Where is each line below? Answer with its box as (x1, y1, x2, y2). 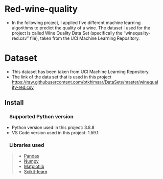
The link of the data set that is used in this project (11, 74, 112, 79)
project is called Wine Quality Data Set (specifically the (11, 30, 123, 36)
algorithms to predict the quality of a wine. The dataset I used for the (11, 25, 150, 30)
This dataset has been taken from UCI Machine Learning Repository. (11, 69, 150, 75)
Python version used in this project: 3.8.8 (11, 124, 95, 130)
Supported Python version (9, 113, 74, 120)
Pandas (23, 153, 40, 159)
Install (4, 99, 24, 107)
